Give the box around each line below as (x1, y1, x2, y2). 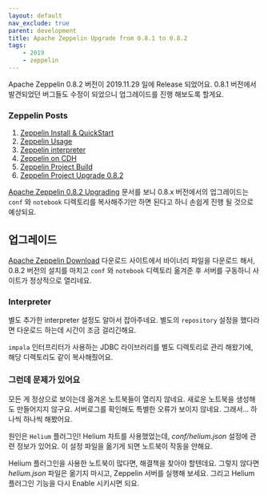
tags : (8, 42, 26, 50)
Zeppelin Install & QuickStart (19, 128, 114, 138)
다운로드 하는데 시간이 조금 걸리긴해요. (16, 325, 137, 335)
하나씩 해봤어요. (22, 414, 73, 424)
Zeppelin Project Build (19, 162, 94, 172)
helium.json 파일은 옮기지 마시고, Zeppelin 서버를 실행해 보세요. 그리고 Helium (8, 468, 255, 477)
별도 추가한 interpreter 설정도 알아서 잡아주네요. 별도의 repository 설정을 (8, 316, 238, 325)
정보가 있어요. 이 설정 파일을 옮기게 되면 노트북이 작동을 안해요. (16, 441, 214, 451)
